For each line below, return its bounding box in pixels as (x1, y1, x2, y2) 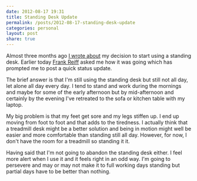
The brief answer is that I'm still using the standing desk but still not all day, (6, 76, 188, 83)
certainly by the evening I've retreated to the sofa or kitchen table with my (6, 95, 185, 102)
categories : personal (6, 25, 59, 31)
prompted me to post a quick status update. (6, 65, 112, 71)
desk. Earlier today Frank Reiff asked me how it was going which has (6, 58, 172, 65)
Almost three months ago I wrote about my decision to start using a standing (6, 52, 192, 59)
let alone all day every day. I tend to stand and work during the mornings (6, 83, 182, 89)
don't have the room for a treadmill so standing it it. (6, 138, 131, 144)
